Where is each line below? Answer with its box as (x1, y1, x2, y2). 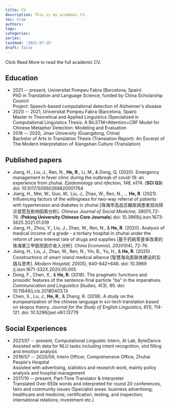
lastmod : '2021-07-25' (5, 41, 53, 46)
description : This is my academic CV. (5, 12, 87, 17)
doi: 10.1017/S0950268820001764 (12, 186, 83, 192)
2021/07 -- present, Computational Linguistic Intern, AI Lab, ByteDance (12, 338, 161, 344)
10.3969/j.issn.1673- (122, 214, 164, 220)
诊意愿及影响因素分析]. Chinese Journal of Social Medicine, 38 (12, 208, 144, 214)
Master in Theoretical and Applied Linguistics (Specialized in (12, 114, 139, 120)
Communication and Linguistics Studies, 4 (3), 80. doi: (12, 282, 125, 289)
